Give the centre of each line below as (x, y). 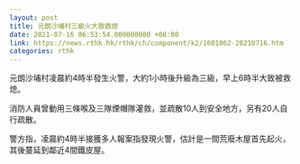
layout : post (34, 18)
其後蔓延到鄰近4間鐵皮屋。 (59, 150)
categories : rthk (42, 51)
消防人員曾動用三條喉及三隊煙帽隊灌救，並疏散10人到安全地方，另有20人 (145, 108)
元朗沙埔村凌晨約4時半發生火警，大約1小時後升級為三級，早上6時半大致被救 (150, 78)
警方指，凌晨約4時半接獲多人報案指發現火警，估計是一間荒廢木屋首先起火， (150, 139)
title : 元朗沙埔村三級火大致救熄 (64, 26)
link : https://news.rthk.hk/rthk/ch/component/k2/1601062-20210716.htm (146, 43)
